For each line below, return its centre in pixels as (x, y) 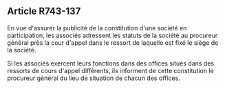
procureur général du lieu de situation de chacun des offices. (94, 78)
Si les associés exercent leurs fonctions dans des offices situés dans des (111, 63)
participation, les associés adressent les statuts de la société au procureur (112, 35)
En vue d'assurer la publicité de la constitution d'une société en (97, 28)
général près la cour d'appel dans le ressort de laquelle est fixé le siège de (113, 42)
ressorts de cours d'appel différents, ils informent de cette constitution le (111, 70)
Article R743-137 (44, 11)
